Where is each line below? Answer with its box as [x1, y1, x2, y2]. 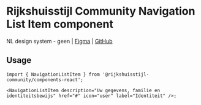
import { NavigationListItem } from [6, 71, 100, 78]
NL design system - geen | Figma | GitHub [6, 37, 113, 45]
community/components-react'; [6, 76, 84, 83]
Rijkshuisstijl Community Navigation [6, 4, 195, 18]
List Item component [6, 17, 113, 31]
